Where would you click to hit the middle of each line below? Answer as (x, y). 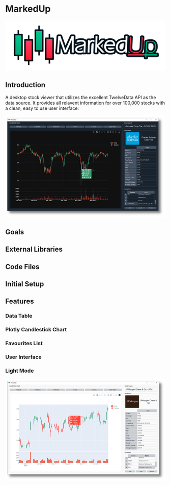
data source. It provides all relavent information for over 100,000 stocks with (85, 103)
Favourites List (24, 344)
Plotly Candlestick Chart (36, 330)
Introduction (25, 85)
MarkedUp (28, 9)
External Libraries (34, 249)
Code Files (22, 267)
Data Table (19, 316)
